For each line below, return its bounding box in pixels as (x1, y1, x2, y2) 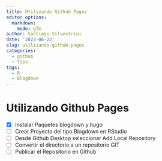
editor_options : (6, 14, 47, 20)
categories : (6, 48, 36, 54)
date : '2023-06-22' (6, 37, 55, 42)
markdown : (11, 20, 36, 26)
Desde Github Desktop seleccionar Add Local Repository (14, 135, 156, 142)
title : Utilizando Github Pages (6, 8, 87, 15)
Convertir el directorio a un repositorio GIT (14, 141, 120, 148)
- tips (11, 59, 28, 65)
